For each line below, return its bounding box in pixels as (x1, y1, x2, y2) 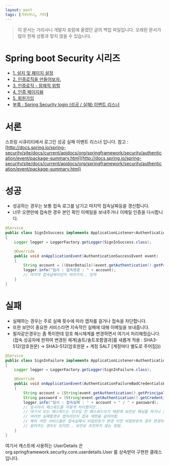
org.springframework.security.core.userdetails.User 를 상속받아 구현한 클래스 (5, 449, 162, 455)
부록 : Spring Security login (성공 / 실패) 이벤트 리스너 (12, 101, 120, 108)
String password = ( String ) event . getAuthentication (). (23, 395, 141, 400)
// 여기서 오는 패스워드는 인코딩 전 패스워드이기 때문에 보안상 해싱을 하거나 (23, 409, 161, 415)
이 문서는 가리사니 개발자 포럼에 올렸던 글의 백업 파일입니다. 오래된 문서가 (17, 26, 161, 33)
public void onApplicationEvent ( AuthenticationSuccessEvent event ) (14, 253, 158, 258)
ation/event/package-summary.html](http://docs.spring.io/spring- (5, 155, 142, 162)
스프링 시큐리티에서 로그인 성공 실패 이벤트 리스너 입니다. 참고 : (5, 139, 129, 145)
